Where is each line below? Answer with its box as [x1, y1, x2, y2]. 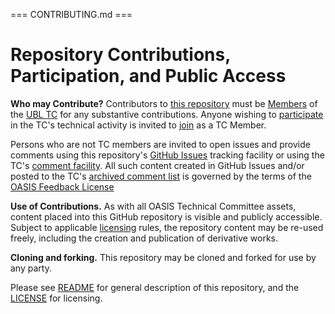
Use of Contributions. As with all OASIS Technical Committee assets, [10, 200, 297, 212]
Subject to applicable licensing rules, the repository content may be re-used [10, 221, 324, 233]
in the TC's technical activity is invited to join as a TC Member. [10, 119, 267, 131]
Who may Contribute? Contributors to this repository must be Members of [10, 97, 318, 109]
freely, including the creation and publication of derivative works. [10, 232, 279, 244]
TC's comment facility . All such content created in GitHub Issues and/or [10, 159, 305, 171]
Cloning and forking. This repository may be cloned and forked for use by [10, 251, 317, 263]
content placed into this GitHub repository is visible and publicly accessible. [10, 210, 323, 223]
